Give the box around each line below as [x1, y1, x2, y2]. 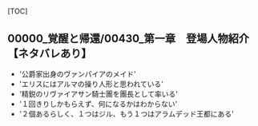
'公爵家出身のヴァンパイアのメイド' [18, 69, 137, 78]
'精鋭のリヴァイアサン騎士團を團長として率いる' [18, 89, 178, 98]
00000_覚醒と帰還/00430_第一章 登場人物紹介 [7, 31, 250, 45]
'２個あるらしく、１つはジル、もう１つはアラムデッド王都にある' [18, 109, 234, 118]
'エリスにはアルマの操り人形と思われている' [18, 79, 163, 89]
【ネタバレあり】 [7, 46, 92, 60]
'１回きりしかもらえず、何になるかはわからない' [18, 99, 178, 108]
